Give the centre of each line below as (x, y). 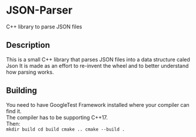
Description (28, 45)
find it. (14, 111)
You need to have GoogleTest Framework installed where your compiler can (98, 105)
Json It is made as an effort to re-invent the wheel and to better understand (97, 66)
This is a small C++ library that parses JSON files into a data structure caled (98, 59)
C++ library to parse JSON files (44, 27)
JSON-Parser (39, 10)
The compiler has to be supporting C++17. (57, 117)
